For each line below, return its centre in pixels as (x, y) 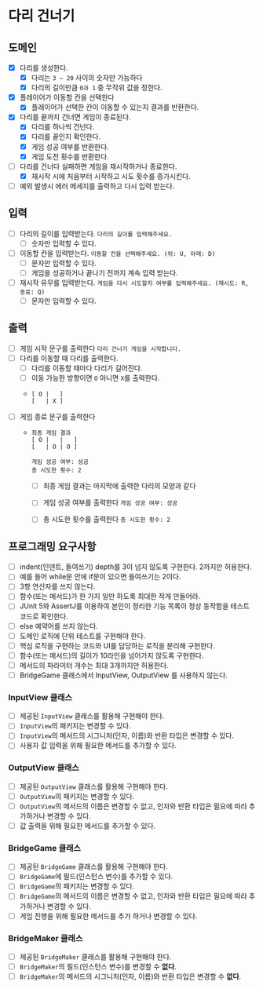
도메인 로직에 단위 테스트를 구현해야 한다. (82, 636)
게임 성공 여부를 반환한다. (70, 147)
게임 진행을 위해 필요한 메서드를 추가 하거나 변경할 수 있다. (108, 916)
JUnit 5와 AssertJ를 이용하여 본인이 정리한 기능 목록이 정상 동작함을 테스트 (134, 606)
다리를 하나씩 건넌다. (63, 127)
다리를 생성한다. (44, 68)
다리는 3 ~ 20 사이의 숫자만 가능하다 (87, 78)
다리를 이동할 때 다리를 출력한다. (69, 358)
